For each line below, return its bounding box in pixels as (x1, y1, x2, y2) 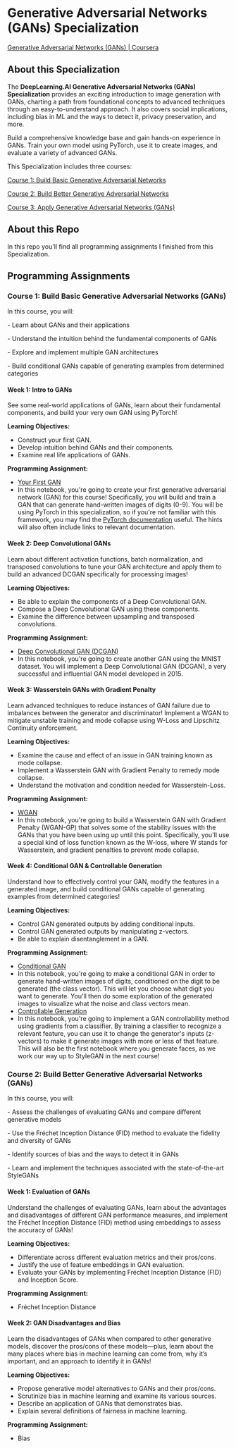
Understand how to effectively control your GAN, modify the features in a (7, 877, 220, 886)
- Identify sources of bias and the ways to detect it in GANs (7, 1150, 180, 1158)
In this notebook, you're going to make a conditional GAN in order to (17, 970, 216, 978)
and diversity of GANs (7, 1137, 72, 1145)
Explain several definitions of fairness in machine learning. (17, 1406, 187, 1415)
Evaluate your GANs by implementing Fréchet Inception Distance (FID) (17, 1268, 222, 1276)
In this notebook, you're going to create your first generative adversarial (17, 485, 227, 494)
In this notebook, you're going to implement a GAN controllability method (17, 1015, 230, 1023)
